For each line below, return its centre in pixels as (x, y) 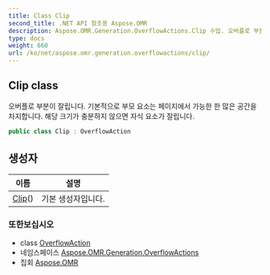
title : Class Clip (39, 16)
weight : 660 (28, 46)
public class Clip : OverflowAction (70, 131)
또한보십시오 (31, 224)
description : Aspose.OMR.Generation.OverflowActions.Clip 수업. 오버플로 (129, 31)
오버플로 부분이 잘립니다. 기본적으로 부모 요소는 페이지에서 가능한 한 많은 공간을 (133, 106)
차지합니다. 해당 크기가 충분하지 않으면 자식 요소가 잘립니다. (102, 116)
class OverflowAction (55, 243)
